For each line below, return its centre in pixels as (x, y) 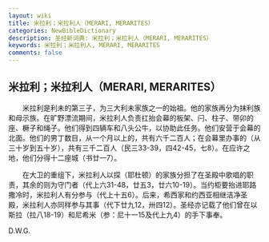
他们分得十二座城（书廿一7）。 (72, 157)
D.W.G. (19, 230)
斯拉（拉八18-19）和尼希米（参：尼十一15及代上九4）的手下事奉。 (118, 214)
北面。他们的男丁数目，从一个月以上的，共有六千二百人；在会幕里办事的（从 (134, 137)
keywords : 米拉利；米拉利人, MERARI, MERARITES (84, 46)
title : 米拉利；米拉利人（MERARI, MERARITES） (81, 23)
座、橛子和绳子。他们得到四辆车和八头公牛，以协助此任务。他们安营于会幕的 (134, 128)
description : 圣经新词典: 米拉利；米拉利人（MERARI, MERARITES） (110, 38)
